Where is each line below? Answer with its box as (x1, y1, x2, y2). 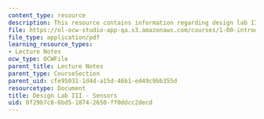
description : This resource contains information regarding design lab (8, 19, 247, 27)
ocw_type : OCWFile (8, 56, 68, 63)
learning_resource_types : (8, 41, 93, 49)
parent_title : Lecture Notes (8, 63, 104, 70)
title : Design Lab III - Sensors (8, 92, 118, 99)
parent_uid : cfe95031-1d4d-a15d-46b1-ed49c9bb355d (8, 77, 178, 85)
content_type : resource (8, 11, 86, 20)
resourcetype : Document (8, 84, 86, 92)
